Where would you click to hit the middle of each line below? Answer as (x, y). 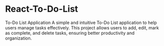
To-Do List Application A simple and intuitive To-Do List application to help (81, 23)
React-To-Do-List (42, 9)
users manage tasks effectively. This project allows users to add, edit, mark (82, 27)
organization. (19, 38)
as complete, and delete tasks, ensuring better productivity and (70, 33)
